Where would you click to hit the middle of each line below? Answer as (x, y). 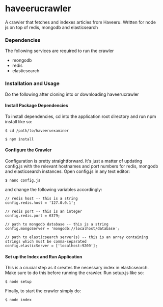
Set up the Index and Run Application (44, 256)
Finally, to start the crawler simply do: (43, 291)
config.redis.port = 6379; (33, 216)
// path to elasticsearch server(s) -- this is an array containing (77, 237)
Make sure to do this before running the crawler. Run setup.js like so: (75, 273)
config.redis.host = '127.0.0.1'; (41, 203)
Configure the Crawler (28, 150)
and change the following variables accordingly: (54, 189)
